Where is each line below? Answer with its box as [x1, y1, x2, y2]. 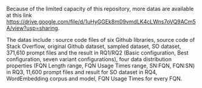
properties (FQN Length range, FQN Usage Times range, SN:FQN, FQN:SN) [6, 62, 195, 69]
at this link [6, 12, 32, 19]
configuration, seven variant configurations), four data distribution [6, 56, 172, 63]
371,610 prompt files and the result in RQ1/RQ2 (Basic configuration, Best [6, 49, 189, 56]
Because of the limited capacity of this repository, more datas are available [6, 5, 194, 12]
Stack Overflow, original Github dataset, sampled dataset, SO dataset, [6, 42, 181, 50]
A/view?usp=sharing [6, 24, 58, 32]
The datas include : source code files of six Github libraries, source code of [6, 36, 195, 43]
